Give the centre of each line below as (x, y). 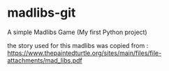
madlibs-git (42, 13)
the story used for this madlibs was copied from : (78, 45)
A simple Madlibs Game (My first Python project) (78, 32)
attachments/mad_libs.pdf (45, 60)
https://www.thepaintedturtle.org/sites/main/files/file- (84, 53)
